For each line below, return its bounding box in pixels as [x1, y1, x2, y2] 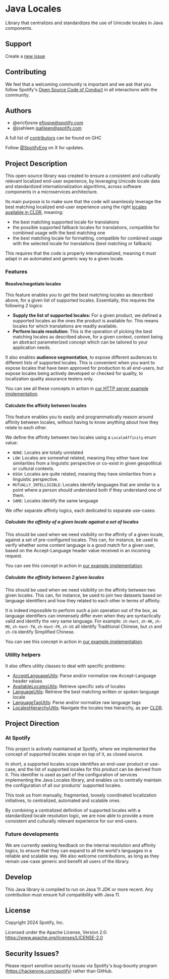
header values [12, 678, 43, 684]
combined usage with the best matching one [12, 230, 105, 236]
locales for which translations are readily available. [12, 323, 118, 329]
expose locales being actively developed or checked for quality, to [5, 370, 143, 376]
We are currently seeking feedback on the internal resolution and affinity [5, 842, 156, 848]
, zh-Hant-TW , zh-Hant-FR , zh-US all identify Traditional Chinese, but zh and [10, 623, 162, 629]
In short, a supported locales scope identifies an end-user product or [5, 761, 149, 767]
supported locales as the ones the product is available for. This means [12, 318, 159, 324]
